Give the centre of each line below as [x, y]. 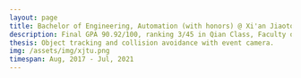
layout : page [34, 17]
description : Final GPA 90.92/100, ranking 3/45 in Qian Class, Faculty [148, 34]
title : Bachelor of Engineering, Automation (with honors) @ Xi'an [138, 26]
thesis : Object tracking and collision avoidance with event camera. [142, 43]
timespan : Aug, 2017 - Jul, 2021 [72, 59]
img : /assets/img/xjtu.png [60, 51]
